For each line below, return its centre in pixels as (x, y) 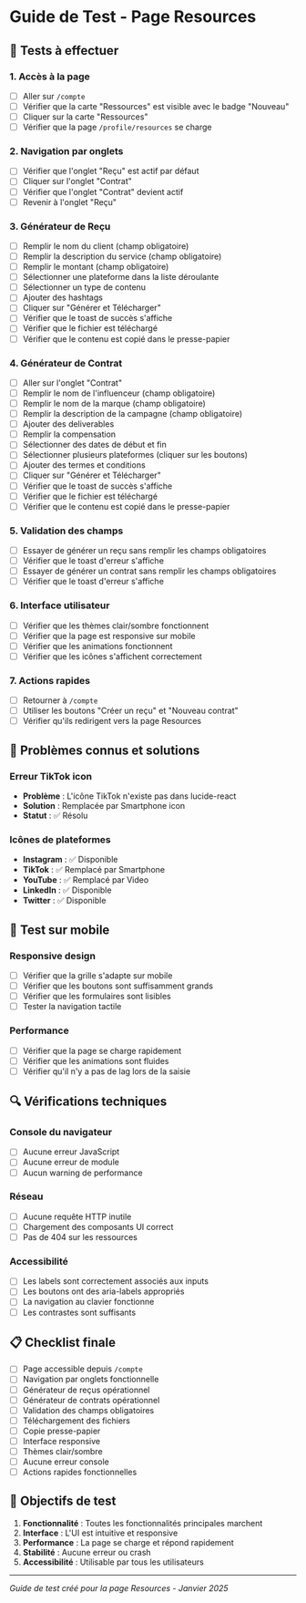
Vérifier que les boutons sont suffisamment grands (118, 986)
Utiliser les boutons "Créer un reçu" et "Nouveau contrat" (130, 711)
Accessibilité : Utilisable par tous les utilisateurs (113, 1562)
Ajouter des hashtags (62, 297)
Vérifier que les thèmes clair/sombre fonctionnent (116, 626)
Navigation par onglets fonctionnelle (91, 1380)
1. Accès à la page (50, 77)
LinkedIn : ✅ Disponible (67, 890)
